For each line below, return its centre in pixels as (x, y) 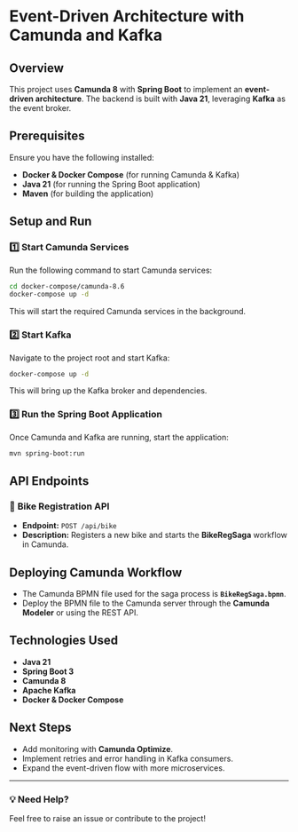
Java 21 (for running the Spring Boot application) (111, 184)
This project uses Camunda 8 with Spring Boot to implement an (126, 89)
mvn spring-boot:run (47, 453)
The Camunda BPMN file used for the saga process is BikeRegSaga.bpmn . (154, 594)
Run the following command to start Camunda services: (111, 270)
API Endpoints (49, 481)
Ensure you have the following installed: (82, 157)
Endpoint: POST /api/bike (69, 526)
